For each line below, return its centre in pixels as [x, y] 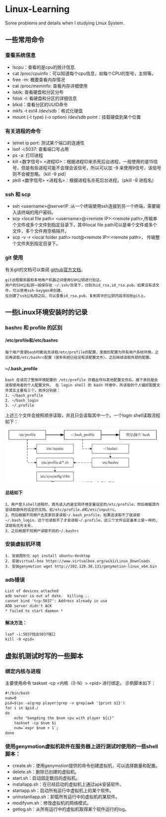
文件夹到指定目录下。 [38, 244]
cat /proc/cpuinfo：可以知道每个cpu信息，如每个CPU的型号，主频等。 [84, 73]
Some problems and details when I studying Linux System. [65, 23]
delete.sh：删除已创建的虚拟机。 [46, 772]
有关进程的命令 [23, 131]
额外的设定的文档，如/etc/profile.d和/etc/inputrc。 [67, 510]
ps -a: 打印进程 [28, 155]
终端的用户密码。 [38, 212]
